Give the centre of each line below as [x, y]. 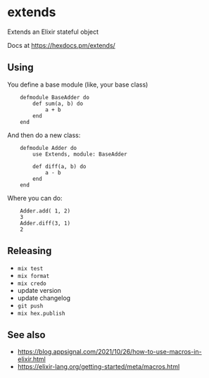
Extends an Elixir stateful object [53, 32]
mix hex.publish [41, 313]
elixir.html [31, 359]
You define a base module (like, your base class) [78, 84]
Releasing [30, 251]
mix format [33, 276]
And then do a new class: [44, 135]
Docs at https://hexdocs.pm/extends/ [62, 45]
